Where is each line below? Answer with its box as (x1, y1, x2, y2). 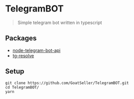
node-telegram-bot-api (12, 47, 61, 53)
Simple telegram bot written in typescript (17, 19, 102, 25)
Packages (5, 34, 37, 42)
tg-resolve (12, 52, 34, 58)
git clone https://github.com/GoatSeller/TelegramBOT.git (5, 80, 129, 85)
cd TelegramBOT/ (5, 84, 39, 90)
